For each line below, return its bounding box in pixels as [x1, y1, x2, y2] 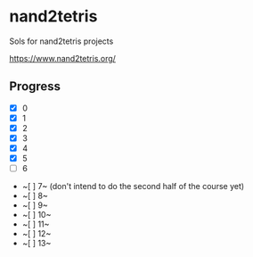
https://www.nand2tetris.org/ [9, 53, 116, 63]
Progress [9, 79, 61, 95]
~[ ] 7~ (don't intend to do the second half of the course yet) [21, 181, 245, 192]
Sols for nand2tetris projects [9, 36, 114, 46]
